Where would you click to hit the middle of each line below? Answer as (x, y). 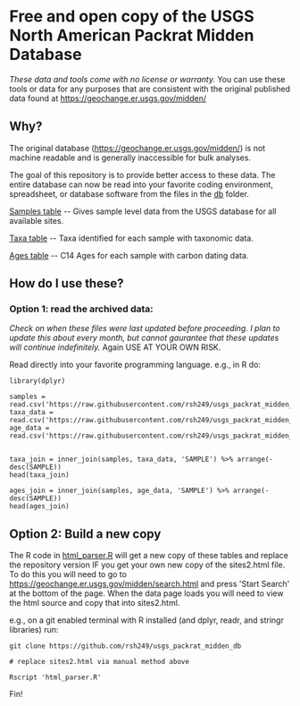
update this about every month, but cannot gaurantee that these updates (144, 338)
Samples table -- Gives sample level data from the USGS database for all (143, 211)
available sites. (37, 220)
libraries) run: (34, 630)
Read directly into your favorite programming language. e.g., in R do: (135, 365)
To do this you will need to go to (68, 574)
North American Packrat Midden (132, 35)
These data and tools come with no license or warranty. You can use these (147, 79)
